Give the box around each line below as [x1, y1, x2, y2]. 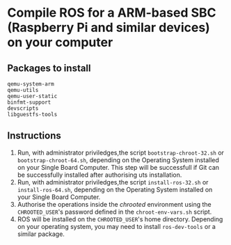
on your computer [7, 35, 113, 50]
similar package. [17, 230, 65, 238]
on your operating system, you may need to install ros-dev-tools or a [17, 222, 216, 230]
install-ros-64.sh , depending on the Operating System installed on [17, 185, 213, 193]
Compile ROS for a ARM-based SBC [7, 5, 217, 21]
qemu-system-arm [7, 81, 54, 88]
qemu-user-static [7, 93, 58, 100]
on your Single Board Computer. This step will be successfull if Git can [17, 163, 220, 171]
